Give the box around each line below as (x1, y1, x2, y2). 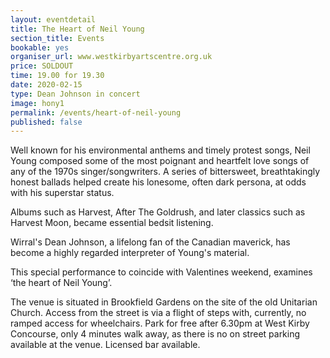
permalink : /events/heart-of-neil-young (10, 107, 182, 118)
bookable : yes (10, 42, 70, 53)
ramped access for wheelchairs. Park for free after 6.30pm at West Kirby (10, 317, 310, 330)
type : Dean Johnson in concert (10, 89, 141, 99)
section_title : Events (10, 33, 105, 43)
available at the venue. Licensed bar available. (10, 339, 201, 351)
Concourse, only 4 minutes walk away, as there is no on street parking (10, 328, 301, 340)
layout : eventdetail (10, 14, 97, 25)
